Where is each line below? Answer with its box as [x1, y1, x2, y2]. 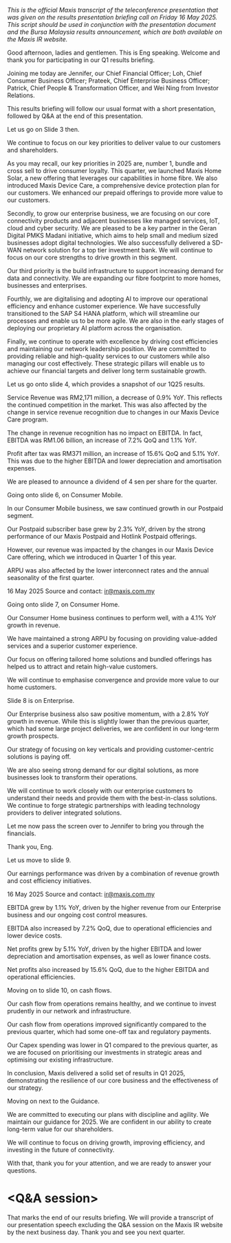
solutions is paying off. [7, 753, 71, 761]
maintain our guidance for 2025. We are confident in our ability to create [7, 1117, 212, 1126]
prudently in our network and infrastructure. [7, 1007, 132, 1015]
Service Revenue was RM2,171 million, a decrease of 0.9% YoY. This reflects [7, 393, 223, 401]
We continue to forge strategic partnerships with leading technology [7, 802, 201, 809]
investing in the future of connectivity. [7, 1146, 115, 1154]
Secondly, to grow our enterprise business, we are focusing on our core [7, 210, 211, 217]
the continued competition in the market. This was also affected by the [7, 401, 208, 409]
